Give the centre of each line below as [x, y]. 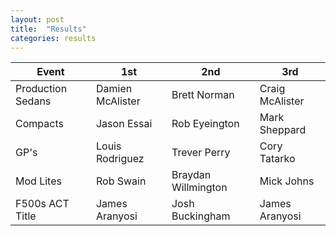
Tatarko [277, 159]
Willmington [199, 188]
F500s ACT [42, 204]
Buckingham [201, 216]
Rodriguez [120, 159]
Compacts [39, 124]
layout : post [37, 19]
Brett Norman [203, 95]
